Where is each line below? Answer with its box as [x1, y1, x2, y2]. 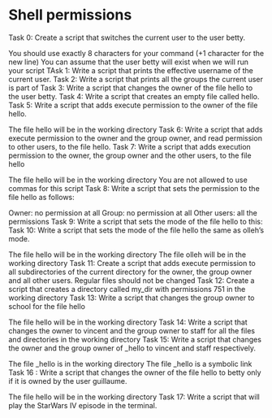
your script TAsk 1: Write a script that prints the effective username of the [8, 65, 254, 75]
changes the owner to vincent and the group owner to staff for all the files [8, 325, 256, 335]
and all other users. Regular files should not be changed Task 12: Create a [8, 275, 255, 285]
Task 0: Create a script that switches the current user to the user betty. [8, 33, 246, 42]
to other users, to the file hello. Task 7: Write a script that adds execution [8, 142, 252, 151]
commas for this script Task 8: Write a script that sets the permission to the [8, 183, 260, 193]
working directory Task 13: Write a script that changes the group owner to [8, 293, 255, 303]
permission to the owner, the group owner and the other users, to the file [8, 150, 252, 160]
